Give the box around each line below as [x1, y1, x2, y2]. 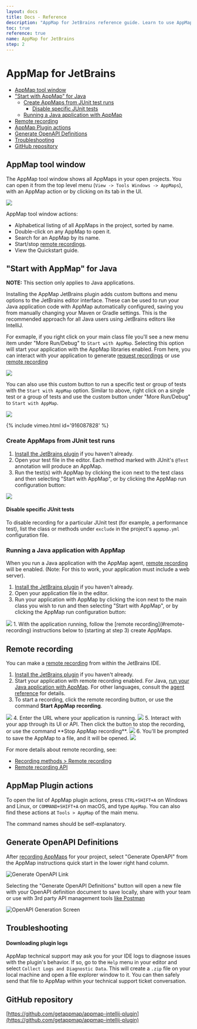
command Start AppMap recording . [14, 702, 103, 709]
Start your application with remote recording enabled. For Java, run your [14, 678, 189, 685]
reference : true [6, 31, 46, 36]
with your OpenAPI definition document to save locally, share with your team [6, 888, 191, 895]
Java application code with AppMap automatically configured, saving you [6, 303, 184, 310]
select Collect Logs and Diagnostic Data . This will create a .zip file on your [6, 965, 191, 972]
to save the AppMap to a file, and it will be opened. [6, 735, 129, 742]
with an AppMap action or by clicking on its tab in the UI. [6, 188, 142, 195]
